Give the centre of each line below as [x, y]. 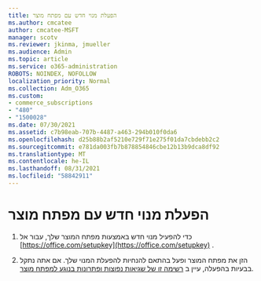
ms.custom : [26, 96]
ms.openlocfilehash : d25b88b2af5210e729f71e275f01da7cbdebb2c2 [114, 139]
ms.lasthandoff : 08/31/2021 [54, 169]
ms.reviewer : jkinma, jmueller [59, 45]
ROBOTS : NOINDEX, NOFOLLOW [52, 74]
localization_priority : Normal [59, 81]
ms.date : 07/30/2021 [42, 125]
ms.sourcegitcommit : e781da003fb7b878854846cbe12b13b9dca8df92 [114, 147]
